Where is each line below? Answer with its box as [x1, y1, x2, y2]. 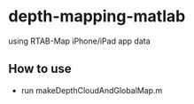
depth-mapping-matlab [8, 6, 186, 27]
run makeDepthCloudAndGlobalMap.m [20, 84, 163, 95]
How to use [8, 61, 72, 76]
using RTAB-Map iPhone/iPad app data [8, 36, 151, 46]
